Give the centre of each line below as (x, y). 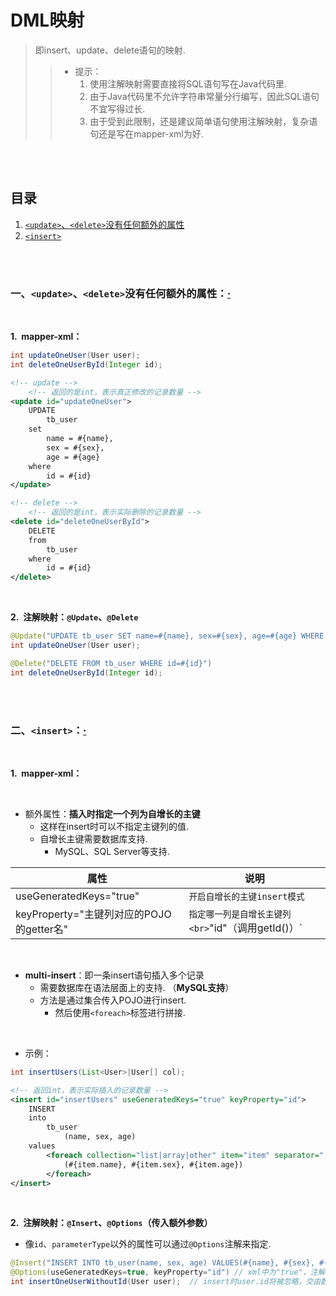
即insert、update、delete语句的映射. (110, 50)
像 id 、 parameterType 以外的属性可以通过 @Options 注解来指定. (148, 1244)
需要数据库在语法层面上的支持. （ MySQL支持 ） (137, 987)
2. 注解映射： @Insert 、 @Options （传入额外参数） (111, 1223)
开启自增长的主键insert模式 (246, 896)
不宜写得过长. (117, 108)
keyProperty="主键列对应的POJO (93, 914)
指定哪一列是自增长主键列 (240, 914)
